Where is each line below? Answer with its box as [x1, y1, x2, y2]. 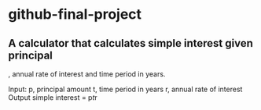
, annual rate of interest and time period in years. [8, 69, 166, 79]
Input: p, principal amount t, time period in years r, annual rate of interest [8, 84, 243, 94]
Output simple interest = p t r [8, 93, 98, 102]
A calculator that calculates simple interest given [8, 37, 253, 50]
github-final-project [8, 5, 142, 23]
